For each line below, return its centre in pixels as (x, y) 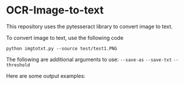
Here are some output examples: (46, 76)
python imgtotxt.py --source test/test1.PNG (62, 48)
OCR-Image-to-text (55, 10)
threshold (18, 65)
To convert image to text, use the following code (65, 38)
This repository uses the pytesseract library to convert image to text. (89, 26)
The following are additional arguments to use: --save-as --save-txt (89, 59)
